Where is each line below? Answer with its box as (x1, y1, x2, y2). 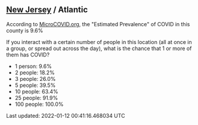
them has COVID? (6, 51, 49, 58)
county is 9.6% (6, 27, 44, 34)
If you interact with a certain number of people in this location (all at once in (6, 38, 192, 45)
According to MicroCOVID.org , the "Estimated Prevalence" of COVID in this (6, 20, 190, 27)
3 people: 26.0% (14, 75, 56, 82)
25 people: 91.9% (14, 94, 58, 101)
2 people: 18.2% (14, 68, 55, 76)
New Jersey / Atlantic (6, 5, 88, 15)
